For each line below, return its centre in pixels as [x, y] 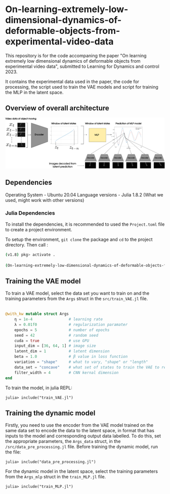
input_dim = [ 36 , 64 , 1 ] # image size [55, 346]
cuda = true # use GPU [52, 341]
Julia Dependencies [30, 213]
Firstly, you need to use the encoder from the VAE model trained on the [79, 425]
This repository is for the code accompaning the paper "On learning [76, 55]
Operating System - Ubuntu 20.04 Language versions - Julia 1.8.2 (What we [84, 195]
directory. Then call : [27, 244]
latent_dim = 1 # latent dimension [62, 351]
